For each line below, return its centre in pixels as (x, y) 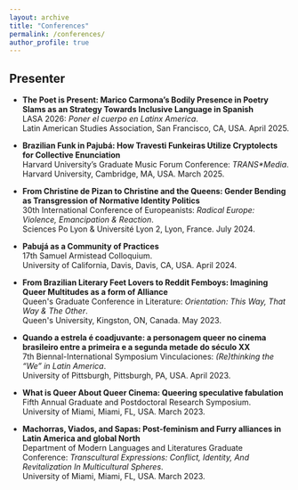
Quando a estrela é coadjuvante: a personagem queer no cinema (144, 338)
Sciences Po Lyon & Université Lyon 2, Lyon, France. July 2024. (138, 229)
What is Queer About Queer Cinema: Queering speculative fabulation (153, 393)
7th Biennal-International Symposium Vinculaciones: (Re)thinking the (148, 356)
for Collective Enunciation (71, 155)
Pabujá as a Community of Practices (90, 247)
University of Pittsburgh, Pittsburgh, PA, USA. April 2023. (126, 376)
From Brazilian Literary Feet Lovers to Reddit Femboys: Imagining (145, 282)
